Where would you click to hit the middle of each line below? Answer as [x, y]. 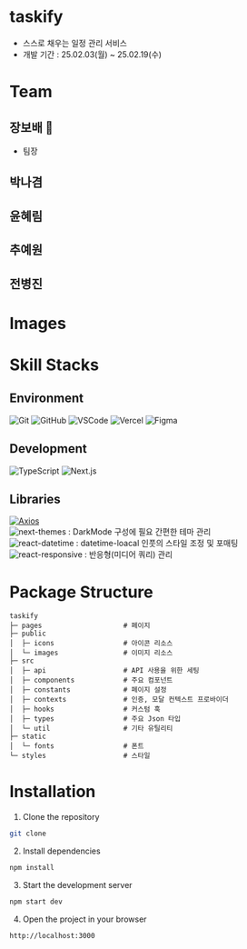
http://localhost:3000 [52, 935]
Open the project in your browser [84, 919]
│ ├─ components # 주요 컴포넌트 [91, 680]
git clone [28, 834]
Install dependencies [62, 851]
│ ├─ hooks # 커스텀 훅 [85, 709]
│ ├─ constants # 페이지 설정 [88, 690]
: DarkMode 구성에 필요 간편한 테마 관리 [139, 532]
